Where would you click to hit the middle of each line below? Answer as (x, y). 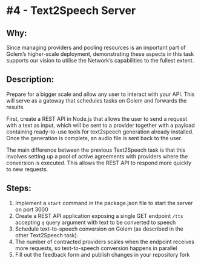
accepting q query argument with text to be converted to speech (95, 222)
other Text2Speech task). (47, 235)
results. (16, 107)
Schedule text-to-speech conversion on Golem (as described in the (99, 229)
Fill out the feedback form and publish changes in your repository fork (102, 254)
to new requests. (27, 169)
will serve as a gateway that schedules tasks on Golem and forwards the (97, 100)
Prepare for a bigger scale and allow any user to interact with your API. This (100, 94)
